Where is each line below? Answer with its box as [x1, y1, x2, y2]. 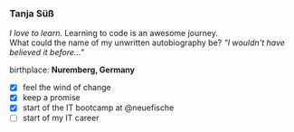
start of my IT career [22, 112, 100, 124]
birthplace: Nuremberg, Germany [9, 64, 136, 75]
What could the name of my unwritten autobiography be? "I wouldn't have [9, 37, 285, 48]
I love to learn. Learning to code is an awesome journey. [9, 28, 219, 39]
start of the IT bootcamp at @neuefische [22, 102, 175, 113]
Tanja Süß [9, 7, 54, 20]
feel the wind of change [22, 82, 111, 93]
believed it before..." [9, 47, 84, 58]
